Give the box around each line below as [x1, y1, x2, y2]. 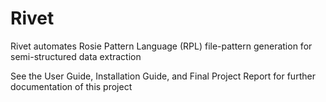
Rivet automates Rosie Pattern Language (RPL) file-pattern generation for [10, 40, 313, 52]
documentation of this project [10, 80, 133, 92]
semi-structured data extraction [10, 50, 142, 62]
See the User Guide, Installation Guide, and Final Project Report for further [10, 70, 316, 82]
